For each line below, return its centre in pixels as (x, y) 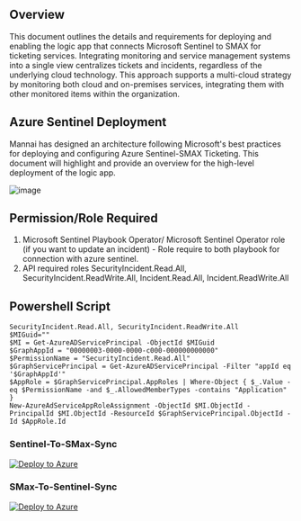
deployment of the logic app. (63, 172)
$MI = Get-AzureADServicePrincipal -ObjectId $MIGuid (112, 343)
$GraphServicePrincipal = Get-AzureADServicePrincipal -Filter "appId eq (150, 367)
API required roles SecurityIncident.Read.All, (104, 268)
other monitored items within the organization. (95, 94)
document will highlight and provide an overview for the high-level (132, 163)
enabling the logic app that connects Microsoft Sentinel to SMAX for (135, 46)
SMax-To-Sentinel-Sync (63, 487)
